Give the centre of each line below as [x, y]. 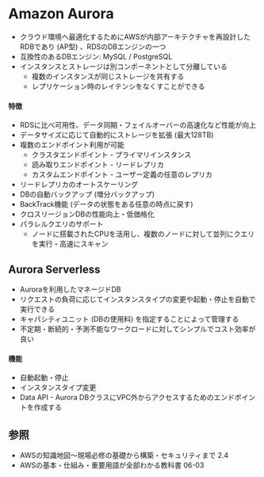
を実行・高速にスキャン [70, 244]
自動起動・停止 [44, 378]
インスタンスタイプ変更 [58, 387]
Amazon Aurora [61, 14]
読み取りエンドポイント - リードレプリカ [98, 165]
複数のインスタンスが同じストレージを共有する [108, 76]
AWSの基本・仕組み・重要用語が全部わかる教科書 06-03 [112, 465]
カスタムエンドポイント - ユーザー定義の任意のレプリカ [122, 174]
